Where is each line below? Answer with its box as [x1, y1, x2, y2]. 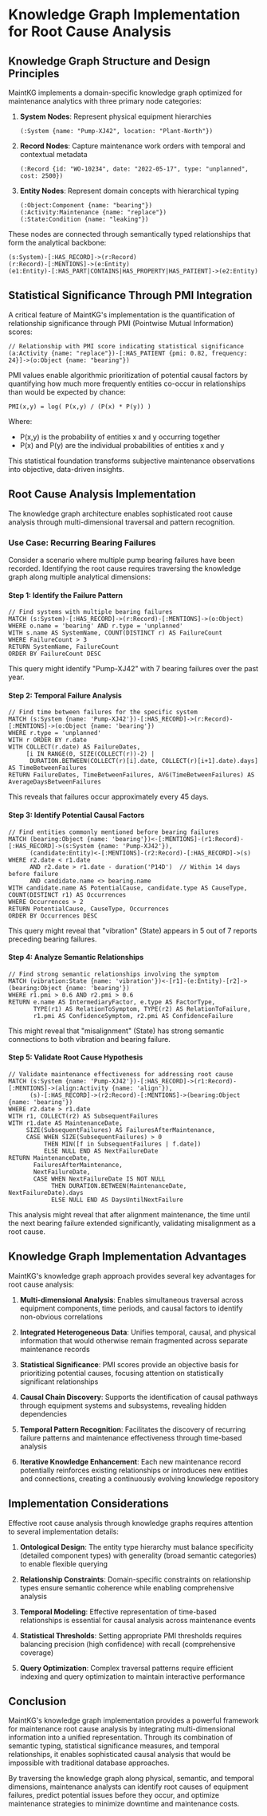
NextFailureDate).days [8, 1189, 84, 1197]
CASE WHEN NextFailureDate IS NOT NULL [33, 1174, 166, 1183]
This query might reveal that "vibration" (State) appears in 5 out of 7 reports [8, 926, 257, 935]
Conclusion [8, 1694, 67, 1708]
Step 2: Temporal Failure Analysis [8, 690, 122, 700]
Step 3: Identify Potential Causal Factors [8, 810, 145, 820]
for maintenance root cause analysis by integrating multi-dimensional [8, 1724, 236, 1734]
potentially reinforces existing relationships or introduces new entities [19, 1465, 249, 1475]
